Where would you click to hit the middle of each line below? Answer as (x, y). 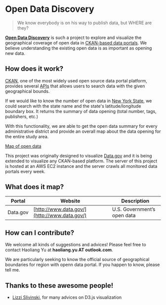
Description (135, 201)
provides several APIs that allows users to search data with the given (75, 86)
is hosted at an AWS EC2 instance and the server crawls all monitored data (81, 166)
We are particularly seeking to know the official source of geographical (77, 260)
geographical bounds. (27, 91)
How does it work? (34, 69)
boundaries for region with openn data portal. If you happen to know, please (83, 265)
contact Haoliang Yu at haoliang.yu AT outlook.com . (59, 250)
